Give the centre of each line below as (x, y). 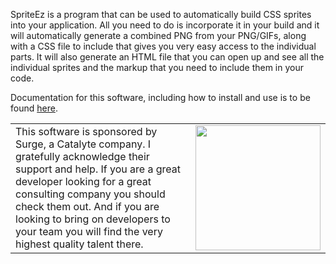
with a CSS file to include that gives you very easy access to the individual (163, 46)
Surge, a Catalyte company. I (83, 144)
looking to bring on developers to (93, 219)
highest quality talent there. (79, 244)
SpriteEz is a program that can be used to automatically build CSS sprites (161, 14)
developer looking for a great (83, 181)
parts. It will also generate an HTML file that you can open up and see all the (167, 57)
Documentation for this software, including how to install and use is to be (160, 97)
